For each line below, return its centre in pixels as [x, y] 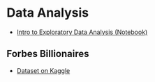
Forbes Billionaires [48, 54]
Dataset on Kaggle [43, 70]
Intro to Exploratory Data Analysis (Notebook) [82, 32]
